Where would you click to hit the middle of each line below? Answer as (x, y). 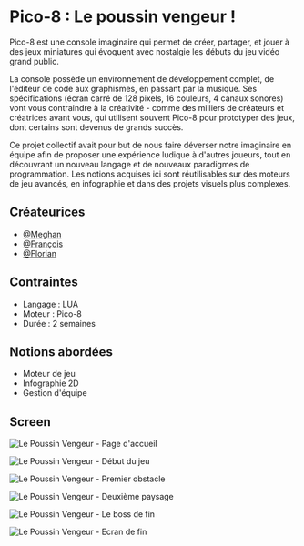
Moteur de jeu (49, 374)
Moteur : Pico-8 (52, 313)
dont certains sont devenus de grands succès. (96, 127)
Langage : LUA (51, 304)
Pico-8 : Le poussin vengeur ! (123, 17)
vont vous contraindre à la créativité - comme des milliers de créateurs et (147, 107)
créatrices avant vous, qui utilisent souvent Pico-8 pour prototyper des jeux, (152, 117)
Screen (30, 422)
